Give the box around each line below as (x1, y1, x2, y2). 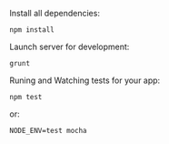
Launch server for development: (9, 41, 130, 52)
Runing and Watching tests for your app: (9, 75, 161, 86)
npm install (9, 26, 55, 35)
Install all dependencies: (9, 8, 100, 18)
